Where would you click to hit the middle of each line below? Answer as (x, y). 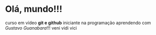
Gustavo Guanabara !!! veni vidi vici (41, 28)
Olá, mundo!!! (34, 9)
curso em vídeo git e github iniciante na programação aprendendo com (78, 23)
